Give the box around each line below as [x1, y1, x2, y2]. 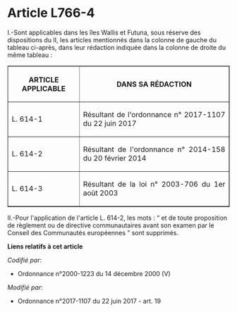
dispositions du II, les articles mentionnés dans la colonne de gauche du [7, 35, 217, 44]
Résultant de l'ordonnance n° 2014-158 [83, 144, 226, 154]
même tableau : [7, 51, 53, 59]
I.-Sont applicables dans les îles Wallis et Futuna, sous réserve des [7, 28, 201, 37]
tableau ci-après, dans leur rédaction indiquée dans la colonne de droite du [7, 43, 226, 51]
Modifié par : [7, 283, 44, 292]
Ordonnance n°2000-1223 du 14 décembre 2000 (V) [17, 269, 171, 277]
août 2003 [83, 188, 119, 198]
